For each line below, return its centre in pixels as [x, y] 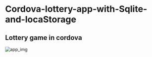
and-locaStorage [41, 19]
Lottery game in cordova [44, 38]
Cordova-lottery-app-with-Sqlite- [76, 9]
